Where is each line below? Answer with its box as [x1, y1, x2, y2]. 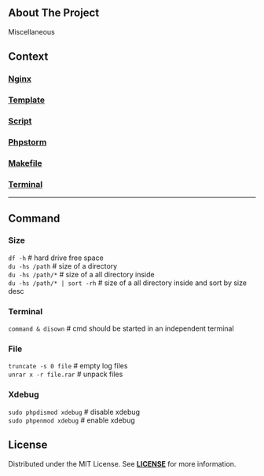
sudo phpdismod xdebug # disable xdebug [8, 407, 140, 416]
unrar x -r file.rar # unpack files [8, 369, 123, 379]
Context [8, 50, 49, 64]
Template [8, 94, 46, 105]
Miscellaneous [8, 27, 55, 36]
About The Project [8, 6, 100, 20]
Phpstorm [8, 137, 47, 148]
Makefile [8, 157, 42, 168]
